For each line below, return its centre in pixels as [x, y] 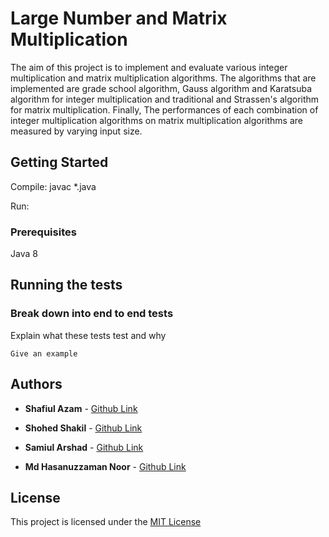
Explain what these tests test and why [88, 335]
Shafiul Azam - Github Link [81, 408]
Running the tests [66, 285]
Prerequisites [43, 232]
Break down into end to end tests [92, 314]
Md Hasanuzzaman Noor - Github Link [105, 466]
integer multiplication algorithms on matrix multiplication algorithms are [156, 120]
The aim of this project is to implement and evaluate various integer [149, 67]
